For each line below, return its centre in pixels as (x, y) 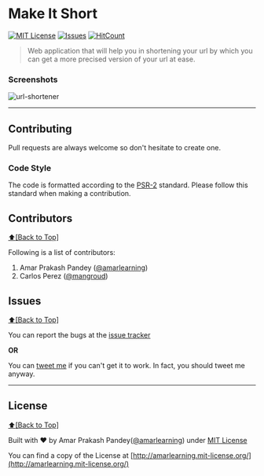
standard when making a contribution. (70, 194)
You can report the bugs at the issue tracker (79, 334)
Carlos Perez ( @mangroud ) (64, 276)
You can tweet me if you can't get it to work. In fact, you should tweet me (126, 365)
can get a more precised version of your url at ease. (111, 59)
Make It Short (53, 14)
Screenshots (33, 79)
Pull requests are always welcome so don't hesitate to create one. (115, 148)
